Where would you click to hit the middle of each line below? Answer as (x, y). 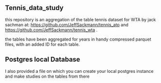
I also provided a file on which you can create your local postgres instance (79, 71)
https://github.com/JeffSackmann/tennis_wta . (51, 30)
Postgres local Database (43, 60)
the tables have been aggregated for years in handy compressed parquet (78, 39)
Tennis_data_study (34, 8)
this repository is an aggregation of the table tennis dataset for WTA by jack (80, 19)
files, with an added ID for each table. (42, 44)
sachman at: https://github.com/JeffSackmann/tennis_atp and (67, 25)
